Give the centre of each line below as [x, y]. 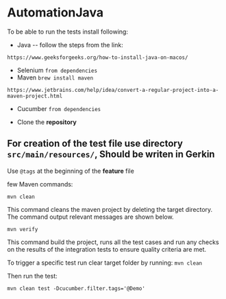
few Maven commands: [40, 184]
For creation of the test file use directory [95, 144]
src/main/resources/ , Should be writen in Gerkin [111, 155]
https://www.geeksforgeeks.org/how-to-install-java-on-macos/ [98, 57]
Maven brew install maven [55, 77]
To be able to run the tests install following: [68, 32]
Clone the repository [47, 122]
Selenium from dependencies [57, 70]
